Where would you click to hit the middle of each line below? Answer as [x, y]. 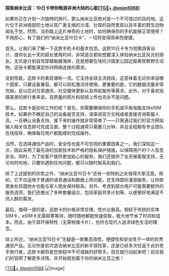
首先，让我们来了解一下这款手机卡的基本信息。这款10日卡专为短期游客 [78, 48]
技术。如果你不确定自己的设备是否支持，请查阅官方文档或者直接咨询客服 [80, 114]
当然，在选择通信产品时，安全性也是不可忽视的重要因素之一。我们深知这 [80, 144]
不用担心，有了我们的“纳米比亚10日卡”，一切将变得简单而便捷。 [71, 38]
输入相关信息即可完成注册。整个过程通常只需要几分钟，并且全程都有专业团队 [84, 127]
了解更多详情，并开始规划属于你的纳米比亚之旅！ [73, 258]
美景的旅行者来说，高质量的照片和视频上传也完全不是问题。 [71, 97]
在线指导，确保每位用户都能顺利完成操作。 [49, 133]
